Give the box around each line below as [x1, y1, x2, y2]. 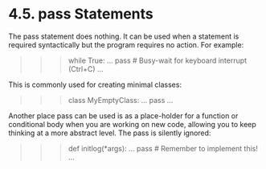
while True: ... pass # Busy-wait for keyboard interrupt [68, 56, 248, 65]
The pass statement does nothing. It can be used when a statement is [8, 31, 239, 41]
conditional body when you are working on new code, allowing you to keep [8, 119, 257, 129]
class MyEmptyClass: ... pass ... [68, 95, 174, 105]
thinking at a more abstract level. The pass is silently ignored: [8, 128, 211, 138]
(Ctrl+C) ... [68, 64, 104, 73]
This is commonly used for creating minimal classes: [8, 80, 182, 89]
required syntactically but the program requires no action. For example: [8, 39, 244, 49]
